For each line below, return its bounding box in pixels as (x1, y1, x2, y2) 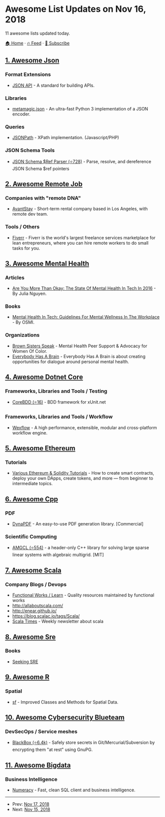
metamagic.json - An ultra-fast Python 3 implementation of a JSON (12, 106, 148, 111)
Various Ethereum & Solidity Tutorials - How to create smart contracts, (12, 470, 155, 476)
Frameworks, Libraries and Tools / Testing (5, 388, 108, 395)
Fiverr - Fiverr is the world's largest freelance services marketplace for (12, 234, 156, 240)
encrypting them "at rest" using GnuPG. (12, 746, 93, 753)
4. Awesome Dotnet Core (5, 373, 83, 381)
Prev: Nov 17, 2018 (12, 801, 50, 807)
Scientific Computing (5, 533, 57, 540)
